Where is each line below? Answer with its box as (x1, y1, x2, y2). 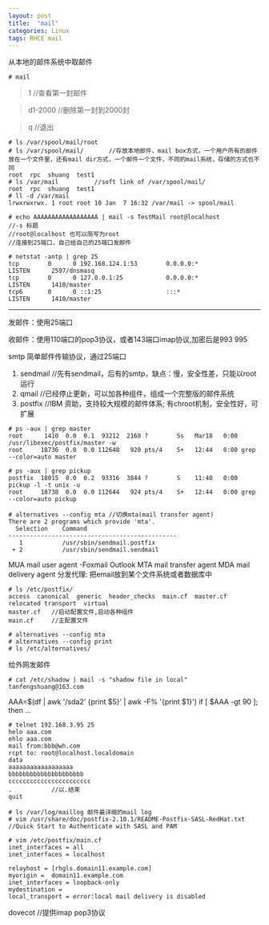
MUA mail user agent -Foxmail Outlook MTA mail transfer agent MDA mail (8, 560, 251, 570)
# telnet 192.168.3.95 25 (8, 721, 94, 729)
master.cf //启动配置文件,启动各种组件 (8, 608, 134, 617)
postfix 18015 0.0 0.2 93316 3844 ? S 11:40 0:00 (8, 475, 239, 483)
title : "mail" (8, 19, 59, 27)
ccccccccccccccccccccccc (8, 777, 91, 785)
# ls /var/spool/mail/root (8, 138, 98, 147)
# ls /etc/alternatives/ (8, 645, 91, 653)
